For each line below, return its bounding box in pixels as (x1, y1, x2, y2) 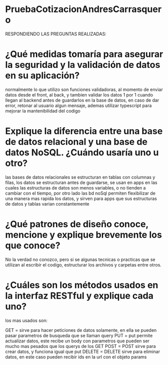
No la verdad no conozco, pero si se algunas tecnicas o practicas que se (5, 256, 155, 262)
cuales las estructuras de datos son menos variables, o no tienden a (5, 185, 146, 191)
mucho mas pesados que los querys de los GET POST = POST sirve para (5, 343, 156, 349)
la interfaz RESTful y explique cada (5, 290, 154, 301)
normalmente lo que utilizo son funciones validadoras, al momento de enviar (5, 86, 163, 93)
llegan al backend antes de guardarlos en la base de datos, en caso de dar (5, 97, 159, 103)
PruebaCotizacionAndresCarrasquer (5, 4, 162, 15)
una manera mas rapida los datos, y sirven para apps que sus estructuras (5, 195, 157, 202)
